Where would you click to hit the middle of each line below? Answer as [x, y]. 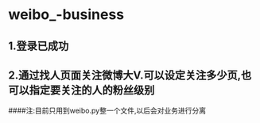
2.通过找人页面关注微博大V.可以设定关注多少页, [124, 75]
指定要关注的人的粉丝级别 [92, 90]
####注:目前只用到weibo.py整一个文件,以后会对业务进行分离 [107, 111]
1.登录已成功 [39, 46]
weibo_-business [66, 15]
